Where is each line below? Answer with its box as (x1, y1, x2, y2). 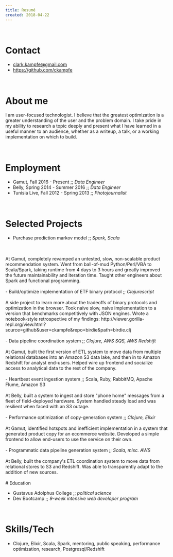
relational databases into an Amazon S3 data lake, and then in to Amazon (5, 354, 161, 360)
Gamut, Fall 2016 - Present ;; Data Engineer (12, 179, 105, 185)
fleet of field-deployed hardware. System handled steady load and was (5, 398, 156, 404)
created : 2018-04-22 (5, 12, 50, 18)
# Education (5, 480, 31, 486)
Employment (5, 162, 61, 173)
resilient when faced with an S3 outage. (5, 404, 90, 410)
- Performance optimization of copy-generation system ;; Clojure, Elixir (5, 414, 155, 421)
